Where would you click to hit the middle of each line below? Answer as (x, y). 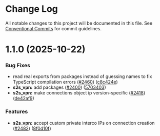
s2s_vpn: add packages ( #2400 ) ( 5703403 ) (59, 87)
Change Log (32, 9)
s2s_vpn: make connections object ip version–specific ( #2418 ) (79, 93)
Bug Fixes (18, 66)
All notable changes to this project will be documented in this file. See (79, 23)
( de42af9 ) (23, 99)
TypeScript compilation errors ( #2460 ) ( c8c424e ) (65, 82)
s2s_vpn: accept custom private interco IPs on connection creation (84, 123)
